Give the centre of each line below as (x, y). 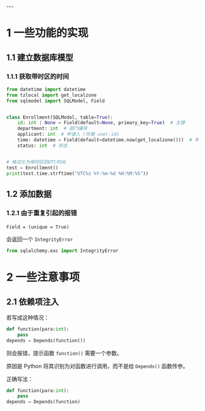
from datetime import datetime (46, 89)
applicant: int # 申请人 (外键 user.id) (68, 135)
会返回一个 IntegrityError (40, 239)
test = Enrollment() (33, 168)
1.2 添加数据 (29, 194)
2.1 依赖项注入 (33, 302)
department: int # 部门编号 (52, 128)
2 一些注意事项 (43, 277)
